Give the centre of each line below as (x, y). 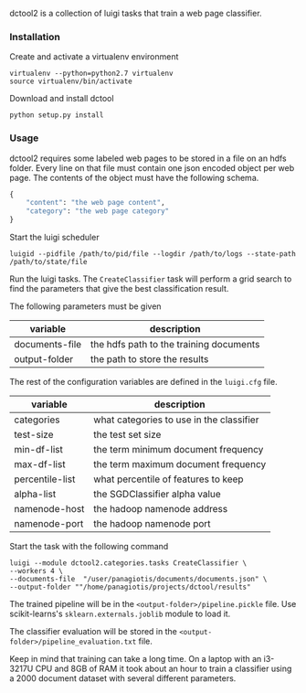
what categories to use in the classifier (176, 420)
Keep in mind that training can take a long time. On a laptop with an (136, 659)
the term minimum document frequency (179, 450)
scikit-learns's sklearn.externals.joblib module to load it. (120, 614)
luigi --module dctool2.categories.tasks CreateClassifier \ (128, 563)
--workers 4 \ (37, 571)
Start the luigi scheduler (54, 238)
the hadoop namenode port (153, 524)
